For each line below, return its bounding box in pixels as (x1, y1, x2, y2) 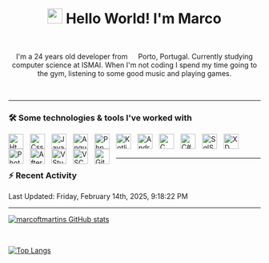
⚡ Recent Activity (8, 170, 78, 181)
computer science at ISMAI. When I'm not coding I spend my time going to (11, 60, 258, 70)
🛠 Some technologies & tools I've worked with (8, 112, 192, 123)
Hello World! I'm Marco (65, 10, 222, 28)
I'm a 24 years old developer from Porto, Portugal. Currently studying (15, 51, 254, 61)
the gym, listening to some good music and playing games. (37, 68, 232, 78)
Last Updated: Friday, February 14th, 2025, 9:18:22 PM (8, 191, 188, 200)
